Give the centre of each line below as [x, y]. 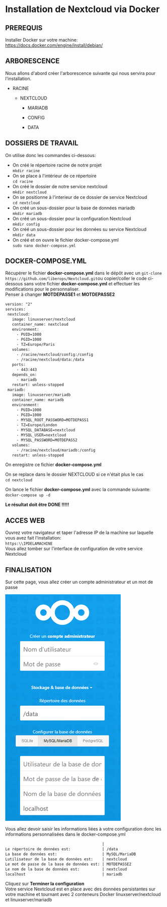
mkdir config [26, 224]
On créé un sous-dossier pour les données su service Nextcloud [79, 229]
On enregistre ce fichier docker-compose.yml [53, 465]
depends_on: [24, 375]
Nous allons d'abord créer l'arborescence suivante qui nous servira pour [80, 73]
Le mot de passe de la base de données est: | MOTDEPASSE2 [68, 864]
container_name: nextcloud [40, 325]
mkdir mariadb [27, 213]
